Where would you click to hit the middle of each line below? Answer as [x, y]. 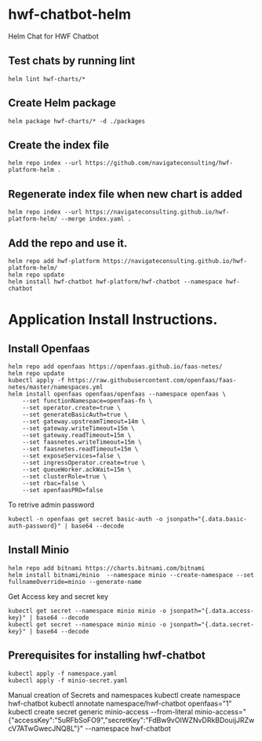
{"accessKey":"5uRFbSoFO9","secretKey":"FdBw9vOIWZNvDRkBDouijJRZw [131, 720]
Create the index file [59, 145]
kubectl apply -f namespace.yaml [63, 673]
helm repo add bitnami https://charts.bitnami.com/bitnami [107, 568]
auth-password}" [35, 526]
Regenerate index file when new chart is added [126, 194]
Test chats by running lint [72, 61]
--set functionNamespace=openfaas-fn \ [87, 401]
